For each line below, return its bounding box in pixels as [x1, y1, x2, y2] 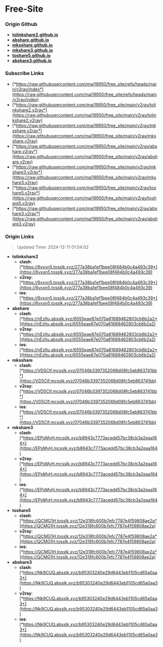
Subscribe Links [5, 70, 44, 77]
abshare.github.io [12, 37, 49, 43]
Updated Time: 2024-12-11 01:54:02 [16, 244, 89, 250]
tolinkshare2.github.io [12, 32, 58, 38]
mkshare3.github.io [12, 47, 53, 53]
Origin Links [5, 233, 34, 240]
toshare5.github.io [12, 53, 51, 59]
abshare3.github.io [12, 58, 52, 64]
